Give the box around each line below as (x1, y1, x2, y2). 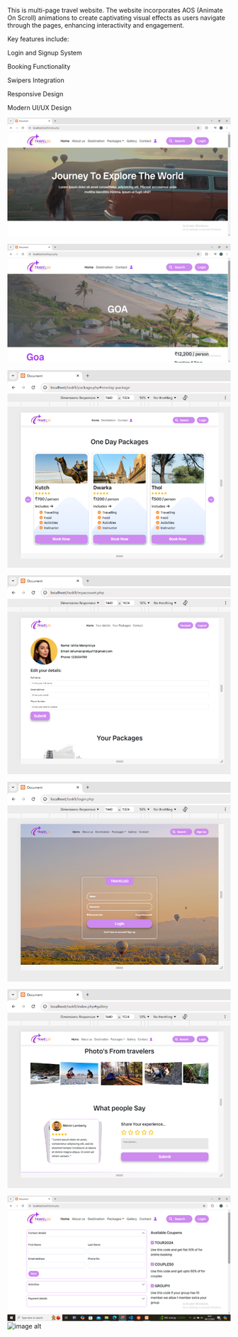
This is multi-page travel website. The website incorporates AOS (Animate (7, 6, 223, 14)
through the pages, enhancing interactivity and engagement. (7, 21, 184, 29)
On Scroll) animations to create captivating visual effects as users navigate (7, 13, 225, 22)
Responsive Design (7, 90, 64, 98)
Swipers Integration (7, 76, 65, 84)
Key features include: (7, 35, 69, 43)
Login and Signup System (7, 49, 83, 57)
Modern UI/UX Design (7, 104, 72, 112)
